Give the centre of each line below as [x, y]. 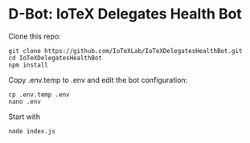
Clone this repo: [35, 36]
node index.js [32, 131]
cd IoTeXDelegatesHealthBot [55, 58]
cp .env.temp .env [39, 94]
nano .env [25, 101]
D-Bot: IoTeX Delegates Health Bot [125, 14]
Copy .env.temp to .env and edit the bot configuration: [98, 80]
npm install [28, 65]
